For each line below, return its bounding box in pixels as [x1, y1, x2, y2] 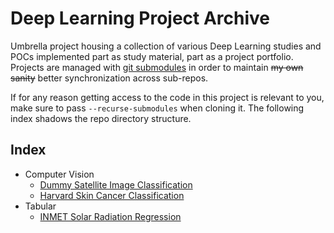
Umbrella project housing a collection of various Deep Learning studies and [10, 40, 322, 52]
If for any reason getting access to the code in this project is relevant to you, [10, 91, 325, 103]
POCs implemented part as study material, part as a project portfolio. [10, 50, 294, 62]
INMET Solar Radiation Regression [39, 210, 182, 222]
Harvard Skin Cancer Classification [39, 189, 185, 201]
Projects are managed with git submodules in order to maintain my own [10, 61, 304, 73]
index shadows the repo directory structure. [10, 112, 192, 124]
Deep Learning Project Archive [10, 7, 271, 30]
